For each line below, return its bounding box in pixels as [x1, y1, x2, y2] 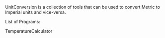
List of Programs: [5, 19, 41, 24]
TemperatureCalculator [5, 28, 53, 34]
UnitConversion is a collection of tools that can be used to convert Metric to [5, 4, 161, 10]
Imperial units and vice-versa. [5, 9, 66, 15]
